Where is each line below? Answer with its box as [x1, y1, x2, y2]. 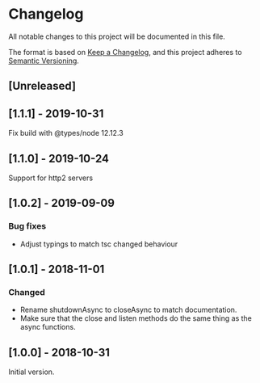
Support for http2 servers [8, 173, 94, 183]
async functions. [19, 322, 76, 332]
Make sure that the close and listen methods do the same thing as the [19, 314, 252, 323]
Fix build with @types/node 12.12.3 [8, 128, 124, 138]
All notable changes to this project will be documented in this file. [8, 32, 226, 41]
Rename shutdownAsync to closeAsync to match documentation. [19, 305, 237, 315]
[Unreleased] [8, 79, 77, 93]
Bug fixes [8, 221, 47, 232]
